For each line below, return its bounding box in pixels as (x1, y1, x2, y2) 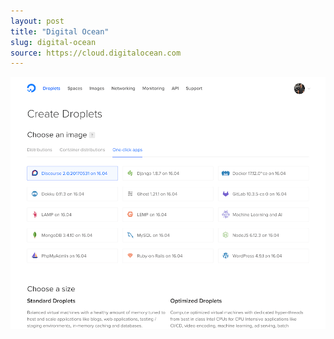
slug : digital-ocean (10, 37, 97, 47)
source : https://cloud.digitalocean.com (10, 48, 182, 58)
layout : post (10, 16, 65, 26)
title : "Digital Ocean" (10, 26, 110, 37)
